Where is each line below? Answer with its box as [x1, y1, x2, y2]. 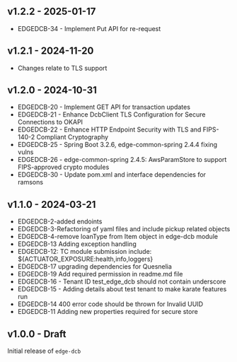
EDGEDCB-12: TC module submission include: [17, 247, 152, 256]
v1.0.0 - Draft [7, 328, 67, 340]
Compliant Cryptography [36, 133, 108, 141]
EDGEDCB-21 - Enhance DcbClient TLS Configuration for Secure [17, 110, 206, 119]
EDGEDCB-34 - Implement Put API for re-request [17, 24, 161, 33]
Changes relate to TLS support [17, 64, 108, 72]
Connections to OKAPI [17, 118, 83, 127]
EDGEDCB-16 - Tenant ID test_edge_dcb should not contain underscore [17, 277, 226, 286]
